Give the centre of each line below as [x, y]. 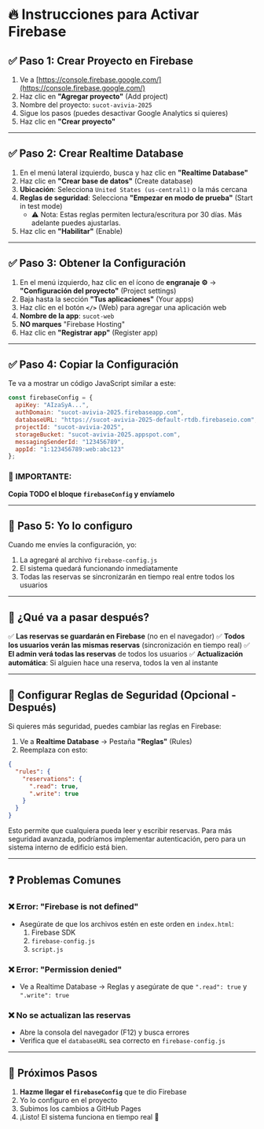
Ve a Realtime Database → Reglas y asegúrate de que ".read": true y [133, 986]
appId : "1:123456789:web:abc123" [70, 449]
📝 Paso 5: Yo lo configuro [71, 526]
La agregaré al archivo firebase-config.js [88, 560]
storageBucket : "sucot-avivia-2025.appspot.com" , [98, 435]
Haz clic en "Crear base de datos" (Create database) [106, 181]
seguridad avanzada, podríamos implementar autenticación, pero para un [127, 839]
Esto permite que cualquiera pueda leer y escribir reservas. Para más [120, 831]
